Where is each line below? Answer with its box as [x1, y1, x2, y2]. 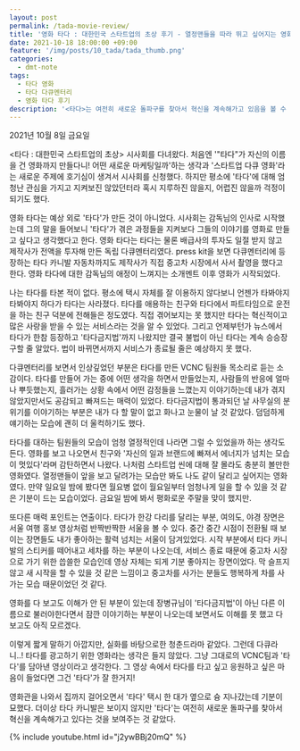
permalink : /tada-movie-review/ [9, 21, 129, 30]
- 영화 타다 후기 [17, 96, 71, 105]
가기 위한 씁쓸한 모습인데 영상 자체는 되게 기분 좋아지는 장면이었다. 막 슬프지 [25, 556, 290, 567]
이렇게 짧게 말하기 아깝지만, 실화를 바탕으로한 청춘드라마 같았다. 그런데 [9, 639, 254, 650]
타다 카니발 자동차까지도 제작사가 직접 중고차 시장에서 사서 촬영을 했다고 [32, 257, 284, 268]
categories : [9, 54, 54, 63]
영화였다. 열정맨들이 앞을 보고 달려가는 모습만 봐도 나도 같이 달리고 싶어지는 [9, 471, 271, 481]
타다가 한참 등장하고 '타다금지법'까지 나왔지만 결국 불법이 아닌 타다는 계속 [9, 332, 264, 343]
